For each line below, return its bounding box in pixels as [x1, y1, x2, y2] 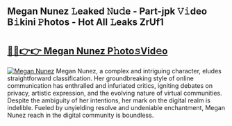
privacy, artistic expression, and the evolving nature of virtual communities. [7, 89, 222, 97]
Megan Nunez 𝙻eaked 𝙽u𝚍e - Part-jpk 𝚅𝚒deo [7, 6, 207, 17]
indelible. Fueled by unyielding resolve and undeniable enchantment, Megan [7, 104, 226, 111]
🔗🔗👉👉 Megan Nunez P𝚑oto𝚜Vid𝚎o [7, 45, 168, 57]
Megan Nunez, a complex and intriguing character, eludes [56, 67, 222, 75]
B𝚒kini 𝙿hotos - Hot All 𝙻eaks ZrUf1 [7, 17, 165, 28]
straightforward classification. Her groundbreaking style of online [7, 74, 194, 82]
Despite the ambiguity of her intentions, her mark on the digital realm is [7, 96, 210, 105]
